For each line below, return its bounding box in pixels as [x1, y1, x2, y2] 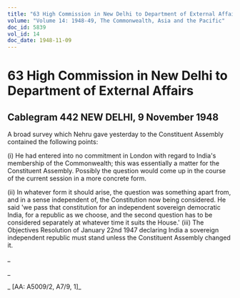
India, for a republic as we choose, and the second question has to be [7, 211, 213, 220]
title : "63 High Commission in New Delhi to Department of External [7, 10, 216, 18]
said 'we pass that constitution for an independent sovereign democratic [7, 203, 221, 212]
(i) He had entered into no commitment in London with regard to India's [7, 151, 216, 160]
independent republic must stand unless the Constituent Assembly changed [7, 233, 231, 242]
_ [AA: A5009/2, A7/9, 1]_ [7, 282, 81, 291]
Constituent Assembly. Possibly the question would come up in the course [7, 167, 226, 175]
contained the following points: [7, 138, 99, 146]
